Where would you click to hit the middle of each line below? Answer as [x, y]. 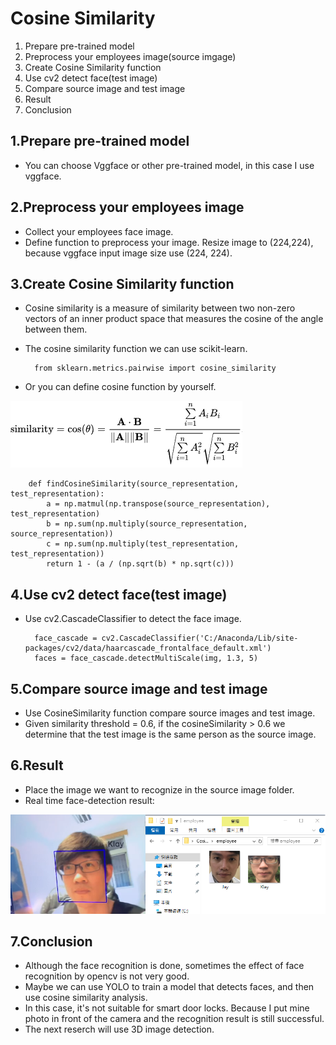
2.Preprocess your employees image [127, 207]
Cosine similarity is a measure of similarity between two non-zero [160, 308]
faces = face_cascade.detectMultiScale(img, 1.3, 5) [146, 658]
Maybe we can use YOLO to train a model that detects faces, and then [169, 987]
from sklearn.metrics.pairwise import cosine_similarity [155, 368]
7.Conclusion [51, 941]
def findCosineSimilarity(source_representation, [134, 484]
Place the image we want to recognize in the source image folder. [159, 789]
